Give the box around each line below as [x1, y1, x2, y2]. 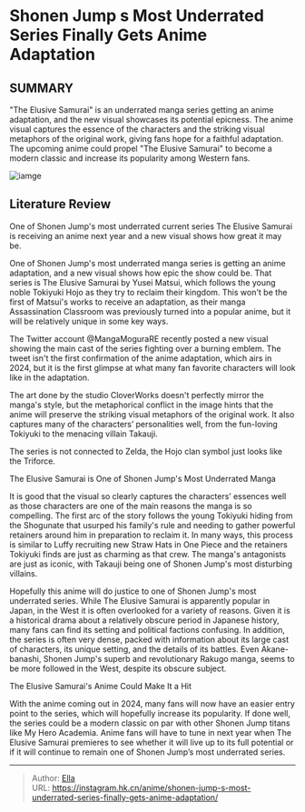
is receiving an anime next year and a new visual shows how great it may [9, 230, 282, 241]
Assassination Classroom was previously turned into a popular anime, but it [9, 306, 291, 316]
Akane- [261, 643, 289, 655]
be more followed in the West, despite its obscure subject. [9, 663, 227, 674]
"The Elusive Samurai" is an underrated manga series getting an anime [9, 105, 274, 115]
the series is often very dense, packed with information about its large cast [9, 634, 290, 645]
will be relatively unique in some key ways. [9, 316, 169, 326]
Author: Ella [31, 772, 75, 783]
